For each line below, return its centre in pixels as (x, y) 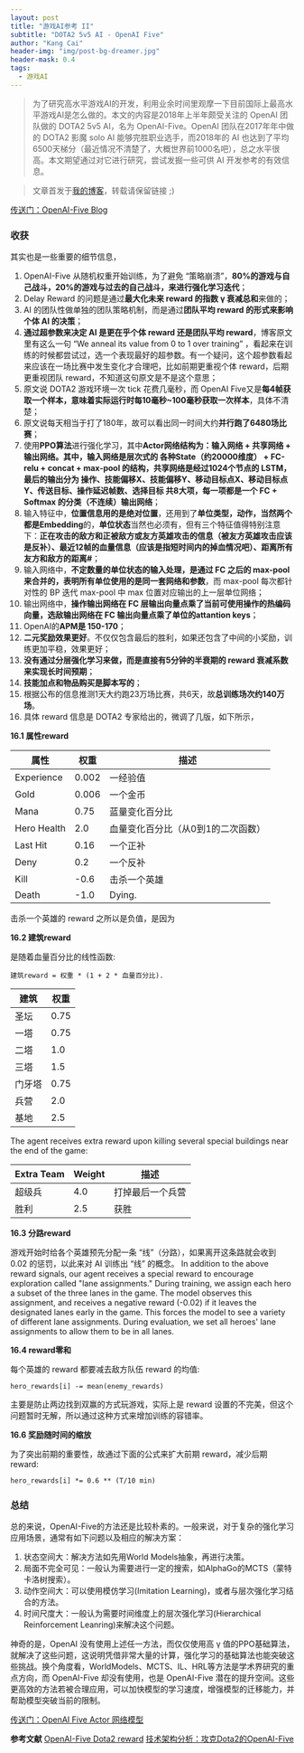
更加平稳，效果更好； (71, 649)
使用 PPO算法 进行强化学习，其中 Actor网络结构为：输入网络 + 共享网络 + (157, 446)
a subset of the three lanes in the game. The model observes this (131, 1293)
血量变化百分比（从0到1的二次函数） (187, 829)
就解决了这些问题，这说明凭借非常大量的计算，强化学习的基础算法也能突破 (148, 1655)
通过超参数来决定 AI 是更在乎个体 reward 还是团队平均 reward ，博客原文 (158, 333)
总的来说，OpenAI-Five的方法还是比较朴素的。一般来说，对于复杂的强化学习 (152, 1527)
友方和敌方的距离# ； (61, 559)
